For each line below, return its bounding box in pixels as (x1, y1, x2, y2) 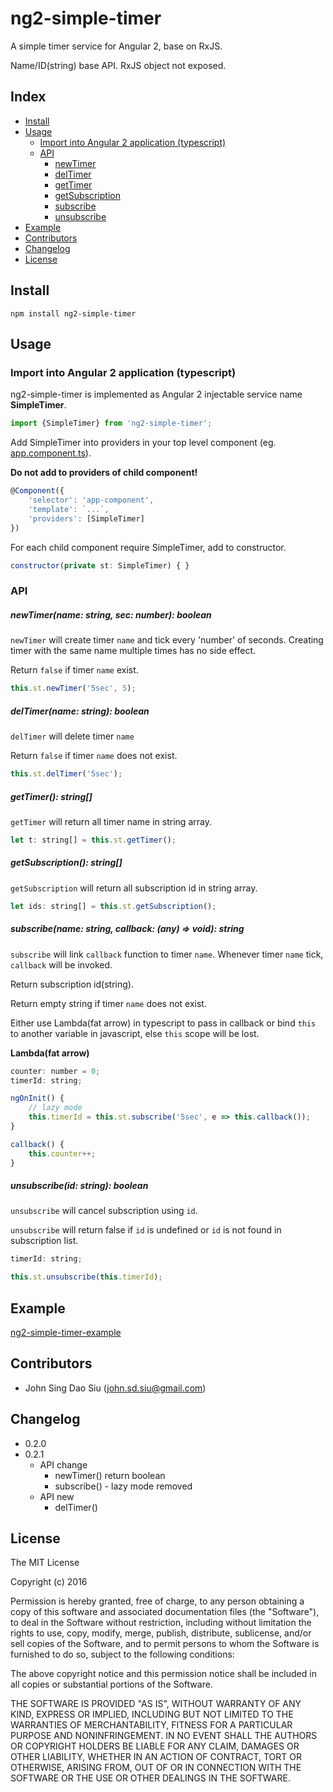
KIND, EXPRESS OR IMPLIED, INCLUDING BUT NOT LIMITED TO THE (10, 1708, 294, 1721)
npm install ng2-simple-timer (10, 308, 137, 319)
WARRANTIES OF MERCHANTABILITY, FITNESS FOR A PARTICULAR (10, 1719, 293, 1731)
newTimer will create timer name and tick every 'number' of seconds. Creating (10, 634, 324, 646)
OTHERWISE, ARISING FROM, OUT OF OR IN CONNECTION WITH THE (10, 1762, 302, 1774)
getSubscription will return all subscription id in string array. (10, 882, 258, 894)
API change (39, 1458, 88, 1471)
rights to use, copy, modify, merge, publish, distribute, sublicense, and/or (10, 1627, 312, 1639)
